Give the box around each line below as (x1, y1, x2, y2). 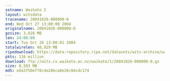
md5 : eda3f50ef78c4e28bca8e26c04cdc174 (5, 68, 90, 73)
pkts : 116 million (5, 54, 44, 59)
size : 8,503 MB (5, 63, 37, 68)
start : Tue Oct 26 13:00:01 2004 (5, 40, 76, 45)
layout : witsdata (5, 12, 42, 17)
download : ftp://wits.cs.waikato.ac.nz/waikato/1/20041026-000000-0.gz (5, 59, 159, 64)
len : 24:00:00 (5, 36, 35, 41)
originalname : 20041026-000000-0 (5, 26, 76, 31)
